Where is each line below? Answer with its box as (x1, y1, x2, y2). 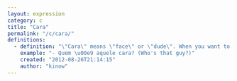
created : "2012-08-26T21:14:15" (20, 56, 116, 63)
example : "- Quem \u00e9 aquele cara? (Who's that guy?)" (20, 50, 195, 57)
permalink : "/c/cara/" (7, 30, 75, 37)
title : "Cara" (7, 23, 50, 30)
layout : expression (7, 10, 65, 18)
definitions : (7, 37, 46, 44)
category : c (7, 17, 43, 24)
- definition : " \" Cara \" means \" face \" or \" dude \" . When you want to (13, 43, 231, 50)
